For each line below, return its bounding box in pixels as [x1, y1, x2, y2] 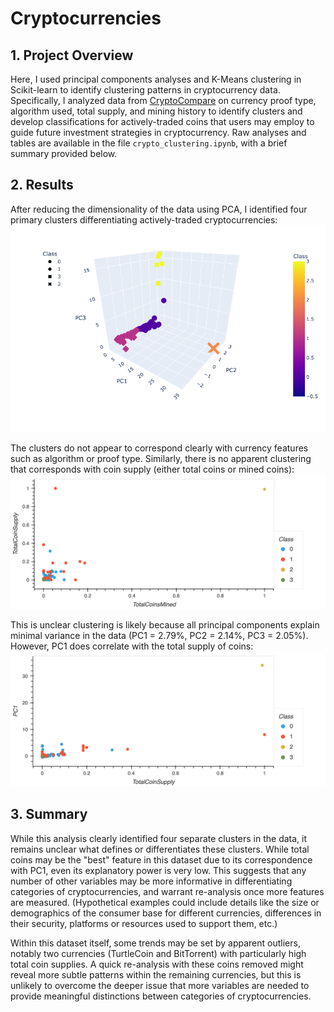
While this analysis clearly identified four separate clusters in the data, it [10, 832, 308, 844]
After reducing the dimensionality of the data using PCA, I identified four [10, 203, 308, 215]
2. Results [10, 177, 74, 194]
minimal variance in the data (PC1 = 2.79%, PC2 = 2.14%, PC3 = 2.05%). [10, 630, 309, 642]
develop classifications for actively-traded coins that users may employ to [10, 116, 315, 127]
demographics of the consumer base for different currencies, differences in [10, 907, 322, 919]
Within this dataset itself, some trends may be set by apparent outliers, [10, 937, 301, 949]
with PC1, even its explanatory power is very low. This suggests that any [10, 864, 307, 876]
